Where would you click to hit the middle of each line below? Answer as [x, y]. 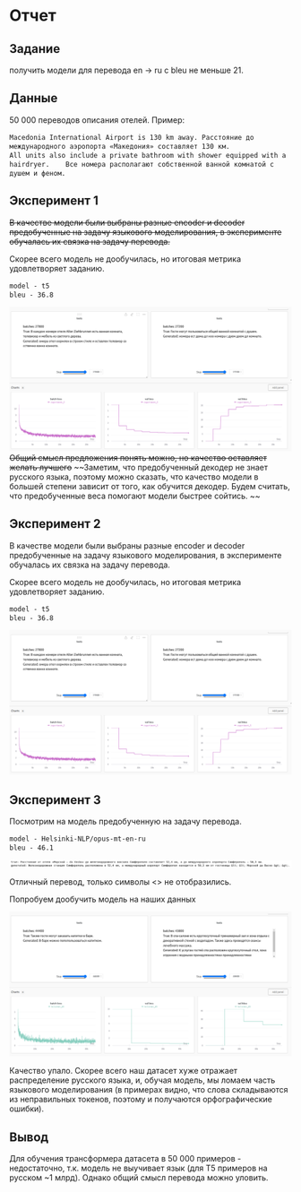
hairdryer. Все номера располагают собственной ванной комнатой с [142, 164]
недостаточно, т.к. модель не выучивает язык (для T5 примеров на [138, 1168]
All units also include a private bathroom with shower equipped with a [148, 155]
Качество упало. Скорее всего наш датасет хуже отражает [124, 1071]
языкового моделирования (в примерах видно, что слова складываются [149, 1090]
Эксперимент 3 [55, 800]
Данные [34, 98]
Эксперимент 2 [55, 524]
